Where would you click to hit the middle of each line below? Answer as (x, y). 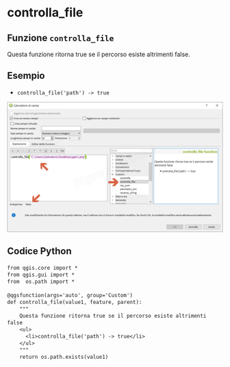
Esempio (26, 76)
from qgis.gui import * (41, 275)
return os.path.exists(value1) (64, 357)
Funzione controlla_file (61, 38)
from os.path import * (41, 281)
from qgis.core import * (42, 268)
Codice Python (39, 251)
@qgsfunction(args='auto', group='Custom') (70, 295)
